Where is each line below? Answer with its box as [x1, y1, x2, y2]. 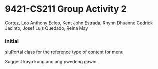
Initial [5, 37, 19, 44]
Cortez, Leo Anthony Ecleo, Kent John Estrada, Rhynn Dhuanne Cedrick [5, 20, 153, 26]
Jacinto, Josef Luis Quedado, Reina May [5, 25, 88, 31]
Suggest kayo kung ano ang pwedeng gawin [5, 59, 97, 65]
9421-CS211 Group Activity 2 [5, 3, 127, 15]
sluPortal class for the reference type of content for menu [5, 49, 124, 55]
